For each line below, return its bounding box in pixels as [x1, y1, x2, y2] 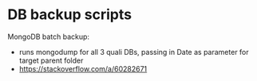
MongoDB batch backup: [7, 32, 89, 41]
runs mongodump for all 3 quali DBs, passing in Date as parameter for [18, 47, 249, 56]
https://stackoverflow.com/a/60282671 [18, 64, 148, 73]
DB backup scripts [7, 6, 132, 24]
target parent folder [18, 56, 84, 65]
